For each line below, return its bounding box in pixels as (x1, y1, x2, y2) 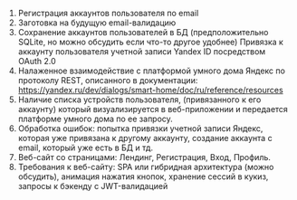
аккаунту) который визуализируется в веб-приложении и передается (17, 104, 288, 114)
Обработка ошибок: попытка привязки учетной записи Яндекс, (17, 123, 263, 134)
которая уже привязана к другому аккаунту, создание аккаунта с (17, 133, 273, 143)
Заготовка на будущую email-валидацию (17, 17, 177, 28)
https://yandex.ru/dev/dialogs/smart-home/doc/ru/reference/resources (17, 85, 283, 95)
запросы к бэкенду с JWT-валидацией (17, 181, 168, 191)
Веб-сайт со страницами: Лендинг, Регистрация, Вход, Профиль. (17, 152, 272, 162)
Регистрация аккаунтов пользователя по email (17, 8, 199, 18)
